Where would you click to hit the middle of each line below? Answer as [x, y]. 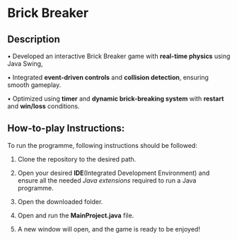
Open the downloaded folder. [60, 201]
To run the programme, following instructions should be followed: [103, 145]
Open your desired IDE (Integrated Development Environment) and [114, 173]
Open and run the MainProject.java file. [76, 215]
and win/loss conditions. [44, 106]
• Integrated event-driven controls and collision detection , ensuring [108, 77]
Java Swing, [25, 64]
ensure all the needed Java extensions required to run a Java [107, 180]
